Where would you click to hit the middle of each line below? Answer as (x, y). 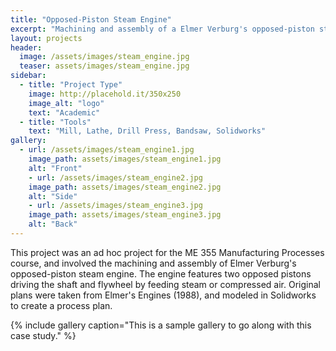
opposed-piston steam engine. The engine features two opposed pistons (161, 273)
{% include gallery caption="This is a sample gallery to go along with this (161, 325)
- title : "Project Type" (71, 85)
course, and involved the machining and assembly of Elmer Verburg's (153, 263)
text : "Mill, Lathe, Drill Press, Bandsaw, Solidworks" (147, 131)
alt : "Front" (55, 168)
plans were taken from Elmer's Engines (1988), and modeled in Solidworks (163, 295)
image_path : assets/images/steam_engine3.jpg (125, 215)
